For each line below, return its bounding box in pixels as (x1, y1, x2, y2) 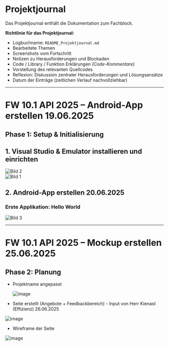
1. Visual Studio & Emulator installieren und (5, 147, 142, 155)
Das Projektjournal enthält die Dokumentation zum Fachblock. (5, 20, 133, 26)
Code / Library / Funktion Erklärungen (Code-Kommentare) (12, 61, 135, 67)
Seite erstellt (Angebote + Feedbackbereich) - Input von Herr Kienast (12, 301, 156, 307)
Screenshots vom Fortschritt (12, 50, 72, 56)
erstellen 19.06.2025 (5, 110, 94, 122)
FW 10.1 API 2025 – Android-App (5, 100, 143, 111)
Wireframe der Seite (12, 325, 54, 331)
